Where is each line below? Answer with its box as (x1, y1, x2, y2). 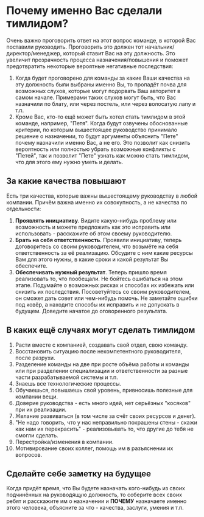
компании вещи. (15, 393, 58, 400)
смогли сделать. (15, 431, 59, 439)
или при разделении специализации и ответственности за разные (15, 367, 188, 374)
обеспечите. (15, 262, 47, 269)
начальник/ (145, 43, 175, 50)
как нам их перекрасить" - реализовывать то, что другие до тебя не (15, 425, 194, 432)
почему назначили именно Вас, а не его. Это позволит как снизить (15, 139, 191, 146)
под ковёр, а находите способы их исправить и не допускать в (15, 300, 180, 308)
